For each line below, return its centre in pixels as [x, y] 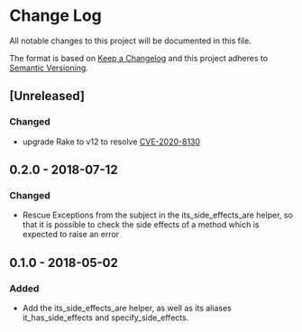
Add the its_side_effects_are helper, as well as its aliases [127, 308]
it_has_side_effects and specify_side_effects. [105, 318]
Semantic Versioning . [49, 68]
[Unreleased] [47, 96]
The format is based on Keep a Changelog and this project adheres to [139, 58]
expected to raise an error [71, 235]
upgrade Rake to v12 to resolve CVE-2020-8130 [111, 142]
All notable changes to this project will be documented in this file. [131, 41]
